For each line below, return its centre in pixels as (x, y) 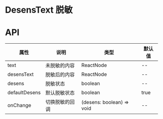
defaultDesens (24, 93)
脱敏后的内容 (60, 75)
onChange (19, 105)
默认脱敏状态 (60, 93)
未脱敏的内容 (60, 66)
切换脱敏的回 (60, 102)
